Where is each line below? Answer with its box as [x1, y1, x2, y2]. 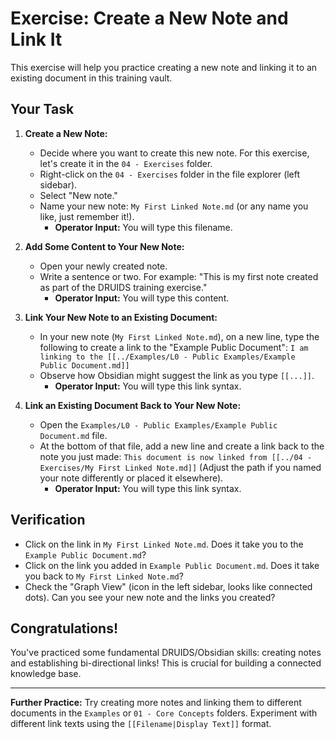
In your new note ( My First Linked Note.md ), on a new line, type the [39, 330, 320, 342]
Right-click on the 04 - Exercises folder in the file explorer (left [39, 168, 301, 180]
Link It [10, 28, 63, 51]
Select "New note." [39, 189, 118, 201]
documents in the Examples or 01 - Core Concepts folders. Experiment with [10, 707, 318, 719]
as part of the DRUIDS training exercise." [39, 281, 208, 293]
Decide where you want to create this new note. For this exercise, [39, 147, 310, 159]
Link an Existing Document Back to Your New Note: [24, 399, 242, 411]
